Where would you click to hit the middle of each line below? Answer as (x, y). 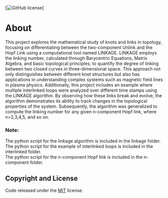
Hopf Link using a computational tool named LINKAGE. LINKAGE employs (81, 52)
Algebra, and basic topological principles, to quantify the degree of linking (82, 63)
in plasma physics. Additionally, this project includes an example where (79, 85)
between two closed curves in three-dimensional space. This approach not (83, 69)
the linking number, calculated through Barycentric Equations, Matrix (76, 58)
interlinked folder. (23, 152)
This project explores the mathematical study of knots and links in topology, (84, 42)
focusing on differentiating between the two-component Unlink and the (79, 47)
